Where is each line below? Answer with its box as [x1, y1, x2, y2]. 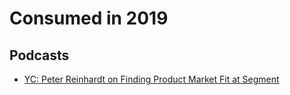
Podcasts [9, 47, 70, 64]
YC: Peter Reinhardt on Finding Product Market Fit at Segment [23, 73, 280, 85]
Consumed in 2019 [9, 7, 169, 30]
